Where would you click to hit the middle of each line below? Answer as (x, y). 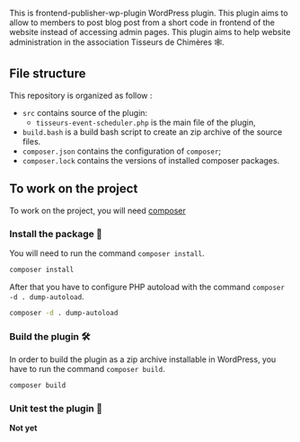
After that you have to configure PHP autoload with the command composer (147, 287)
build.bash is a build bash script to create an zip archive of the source (152, 132)
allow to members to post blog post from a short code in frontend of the (142, 22)
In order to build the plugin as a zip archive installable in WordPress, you (143, 359)
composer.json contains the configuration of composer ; (122, 151)
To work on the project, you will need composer (97, 210)
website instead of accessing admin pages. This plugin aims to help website (150, 32)
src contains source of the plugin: (85, 112)
